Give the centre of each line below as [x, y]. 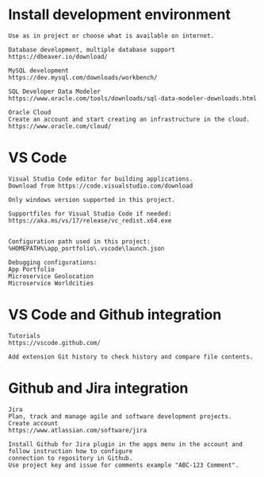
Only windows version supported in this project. [92, 200]
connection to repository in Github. [71, 458]
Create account [33, 423]
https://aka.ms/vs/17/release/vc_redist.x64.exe [90, 220]
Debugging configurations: [53, 262]
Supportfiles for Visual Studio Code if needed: [90, 213]
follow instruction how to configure [71, 451]
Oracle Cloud [30, 112]
